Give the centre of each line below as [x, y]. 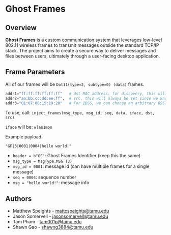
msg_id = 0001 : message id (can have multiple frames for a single [81, 166]
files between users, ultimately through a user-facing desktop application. [83, 56]
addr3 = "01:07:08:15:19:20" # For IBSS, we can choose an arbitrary [81, 103]
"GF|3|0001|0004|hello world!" [38, 146]
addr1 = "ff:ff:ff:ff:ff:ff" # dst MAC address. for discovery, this [81, 94]
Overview [21, 28]
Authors [19, 199]
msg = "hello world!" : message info [51, 183]
